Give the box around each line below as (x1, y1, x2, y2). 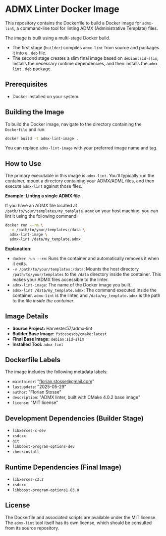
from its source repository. (5, 525, 59, 531)
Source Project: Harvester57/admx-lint (12, 325, 93, 331)
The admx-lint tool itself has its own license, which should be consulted (5, 520, 152, 526)
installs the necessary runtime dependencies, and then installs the (12, 60, 148, 66)
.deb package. (22, 66, 52, 72)
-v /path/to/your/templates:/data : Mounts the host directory (12, 266, 139, 272)
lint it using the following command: (5, 213, 78, 219)
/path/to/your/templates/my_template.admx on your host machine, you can (5, 208, 159, 214)
